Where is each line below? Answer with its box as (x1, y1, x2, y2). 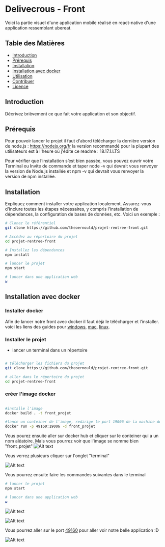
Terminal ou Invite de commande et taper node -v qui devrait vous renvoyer (5, 163, 158, 169)
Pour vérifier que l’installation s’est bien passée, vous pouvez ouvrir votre (5, 158, 154, 164)
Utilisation (12, 73, 33, 79)
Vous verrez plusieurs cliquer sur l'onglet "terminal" (5, 453, 110, 459)
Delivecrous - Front (5, 3, 85, 15)
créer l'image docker (5, 390, 56, 397)
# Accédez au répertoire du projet (5, 234, 78, 239)
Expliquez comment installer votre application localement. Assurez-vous (5, 201, 151, 207)
